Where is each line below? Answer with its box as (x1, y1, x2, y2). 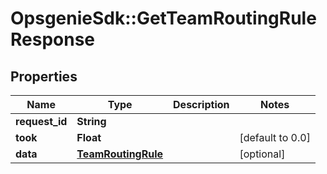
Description (173, 98, 230, 111)
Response (10, 28, 96, 51)
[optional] (239, 147, 286, 161)
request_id (15, 115, 68, 128)
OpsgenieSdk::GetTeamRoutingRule (10, 7, 317, 30)
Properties (10, 68, 78, 85)
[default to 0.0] (239, 131, 311, 144)
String (76, 115, 107, 128)
